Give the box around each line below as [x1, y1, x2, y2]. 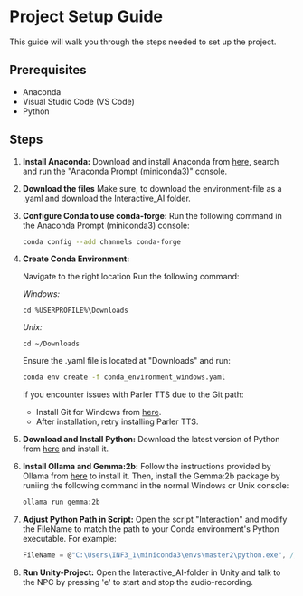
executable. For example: [22, 534, 118, 544]
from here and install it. [22, 443, 109, 454]
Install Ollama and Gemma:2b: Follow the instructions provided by [22, 461, 271, 472]
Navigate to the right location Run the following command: [22, 271, 240, 282]
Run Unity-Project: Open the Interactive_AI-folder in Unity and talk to [22, 567, 281, 578]
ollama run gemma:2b [22, 497, 100, 507]
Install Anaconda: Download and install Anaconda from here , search [22, 156, 279, 166]
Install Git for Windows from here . [35, 407, 162, 418]
